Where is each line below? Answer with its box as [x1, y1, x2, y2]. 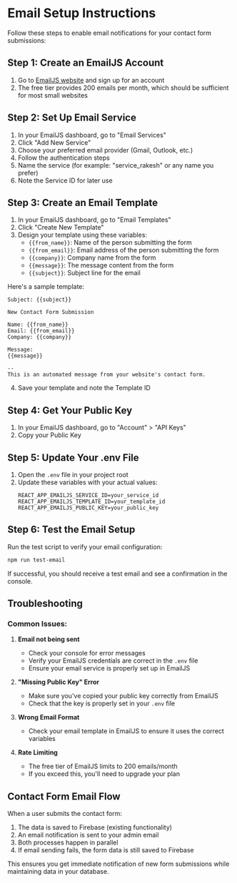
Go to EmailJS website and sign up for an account [17, 76, 165, 84]
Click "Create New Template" [17, 223, 104, 232]
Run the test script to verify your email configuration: [7, 542, 163, 551]
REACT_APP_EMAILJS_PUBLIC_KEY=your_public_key [17, 504, 159, 511]
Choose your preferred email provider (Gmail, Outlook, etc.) [17, 146, 193, 154]
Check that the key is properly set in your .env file [28, 699, 176, 708]
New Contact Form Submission [7, 309, 94, 316]
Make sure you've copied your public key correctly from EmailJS [28, 692, 219, 700]
